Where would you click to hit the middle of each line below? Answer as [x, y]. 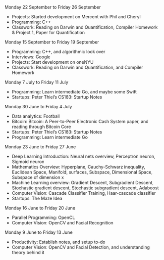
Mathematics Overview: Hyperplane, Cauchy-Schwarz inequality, [79, 167]
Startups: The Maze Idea [37, 198]
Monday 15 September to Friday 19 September [52, 42]
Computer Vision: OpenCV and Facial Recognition [62, 223]
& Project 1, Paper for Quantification [48, 32]
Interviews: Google [31, 57]
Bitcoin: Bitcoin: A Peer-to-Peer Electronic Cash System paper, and [80, 121]
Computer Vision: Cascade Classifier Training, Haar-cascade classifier [84, 193]
